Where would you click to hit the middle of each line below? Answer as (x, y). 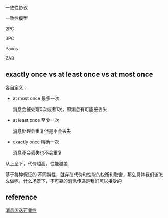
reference (21, 197)
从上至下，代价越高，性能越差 (37, 163)
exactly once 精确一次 (36, 142)
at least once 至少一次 (36, 120)
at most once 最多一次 (36, 98)
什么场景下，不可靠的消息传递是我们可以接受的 (72, 181)
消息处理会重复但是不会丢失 (42, 131)
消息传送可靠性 (21, 210)
